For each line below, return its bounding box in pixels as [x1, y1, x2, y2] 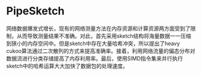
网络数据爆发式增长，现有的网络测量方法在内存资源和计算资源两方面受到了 [6, 25, 191, 32]
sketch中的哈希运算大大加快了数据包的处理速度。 [6, 62, 128, 70]
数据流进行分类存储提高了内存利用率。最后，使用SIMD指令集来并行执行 [6, 55, 183, 62]
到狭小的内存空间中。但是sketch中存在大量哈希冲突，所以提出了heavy [6, 40, 180, 47]
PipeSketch [6, 4, 65, 18]
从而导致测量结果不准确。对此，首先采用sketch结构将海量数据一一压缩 [16, 32, 191, 40]
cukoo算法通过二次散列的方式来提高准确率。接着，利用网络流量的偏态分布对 [6, 47, 195, 55]
